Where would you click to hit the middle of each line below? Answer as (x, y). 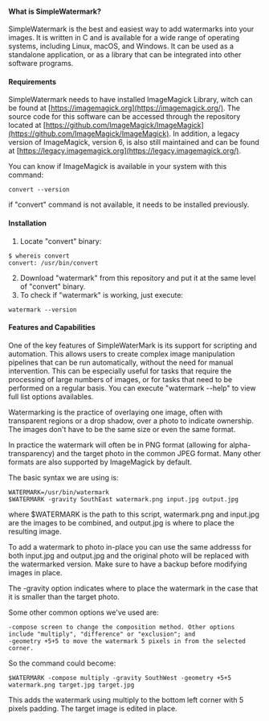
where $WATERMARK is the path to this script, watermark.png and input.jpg (134, 514)
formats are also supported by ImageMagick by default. (100, 462)
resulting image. (35, 531)
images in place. (35, 572)
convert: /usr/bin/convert (53, 263)
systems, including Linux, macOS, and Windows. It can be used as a (121, 46)
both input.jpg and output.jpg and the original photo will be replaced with (129, 555)
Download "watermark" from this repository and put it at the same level (138, 278)
